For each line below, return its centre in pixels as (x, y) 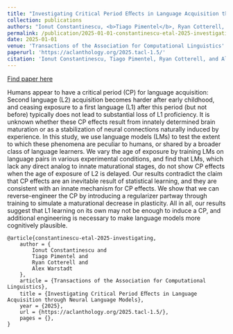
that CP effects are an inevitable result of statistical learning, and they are (112, 181)
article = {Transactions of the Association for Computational (113, 280)
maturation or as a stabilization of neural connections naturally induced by (113, 129)
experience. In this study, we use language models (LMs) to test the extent (114, 136)
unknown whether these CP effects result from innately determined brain (111, 122)
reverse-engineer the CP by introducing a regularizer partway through (107, 196)
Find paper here (30, 79)
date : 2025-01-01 (32, 40)
